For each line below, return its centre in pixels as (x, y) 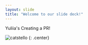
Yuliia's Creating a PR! (28, 28)
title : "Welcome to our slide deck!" (44, 14)
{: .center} (39, 38)
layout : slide (20, 10)
